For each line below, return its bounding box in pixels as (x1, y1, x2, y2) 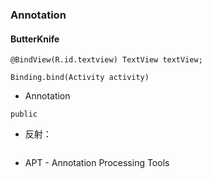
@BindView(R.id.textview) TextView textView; (10, 55, 203, 65)
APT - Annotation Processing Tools (24, 157, 170, 169)
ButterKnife (10, 33, 60, 45)
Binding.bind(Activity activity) (10, 73, 150, 83)
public (10, 109, 38, 120)
